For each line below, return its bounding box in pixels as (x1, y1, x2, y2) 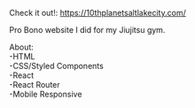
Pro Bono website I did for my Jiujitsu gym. (9, 25, 166, 35)
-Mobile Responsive (9, 89, 82, 99)
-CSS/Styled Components (9, 61, 104, 71)
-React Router (9, 80, 60, 89)
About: (9, 42, 34, 52)
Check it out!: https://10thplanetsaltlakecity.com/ (9, 8, 186, 18)
